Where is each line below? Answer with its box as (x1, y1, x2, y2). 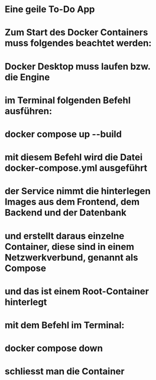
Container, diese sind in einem (5, 241, 134, 252)
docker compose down (5, 343, 103, 354)
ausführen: (5, 105, 53, 117)
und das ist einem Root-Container (5, 285, 149, 297)
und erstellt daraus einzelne (5, 230, 125, 241)
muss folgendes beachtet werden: (5, 37, 152, 49)
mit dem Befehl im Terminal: (5, 319, 125, 331)
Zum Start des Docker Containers (5, 27, 148, 38)
